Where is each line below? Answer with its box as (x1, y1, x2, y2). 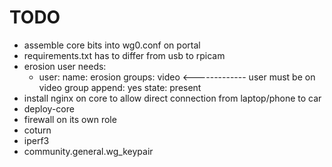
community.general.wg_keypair (23, 145, 154, 157)
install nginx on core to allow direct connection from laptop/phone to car (23, 92, 322, 104)
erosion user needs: (23, 60, 107, 72)
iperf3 (23, 134, 50, 146)
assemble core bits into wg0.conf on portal (23, 39, 201, 51)
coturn (23, 124, 52, 136)
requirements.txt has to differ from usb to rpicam (23, 49, 226, 61)
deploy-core (23, 102, 75, 115)
